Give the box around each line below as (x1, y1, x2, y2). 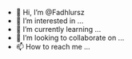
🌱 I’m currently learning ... (15, 25, 102, 33)
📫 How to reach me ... (15, 42, 90, 51)
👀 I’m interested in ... (15, 16, 84, 26)
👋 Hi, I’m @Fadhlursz (15, 8, 86, 17)
